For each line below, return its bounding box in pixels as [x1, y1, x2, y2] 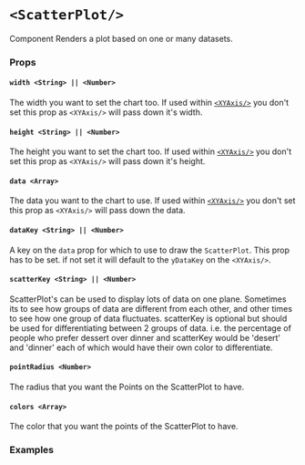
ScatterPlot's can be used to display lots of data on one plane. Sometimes [9, 294, 287, 305]
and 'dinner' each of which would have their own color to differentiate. [9, 342, 273, 353]
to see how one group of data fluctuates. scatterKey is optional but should [9, 313, 288, 324]
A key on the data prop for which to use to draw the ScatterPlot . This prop [9, 244, 290, 255]
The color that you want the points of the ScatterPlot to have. [9, 421, 239, 432]
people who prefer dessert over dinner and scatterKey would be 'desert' [9, 332, 281, 343]
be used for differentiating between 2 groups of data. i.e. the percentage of [9, 322, 291, 334]
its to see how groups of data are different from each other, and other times [9, 303, 293, 314]
